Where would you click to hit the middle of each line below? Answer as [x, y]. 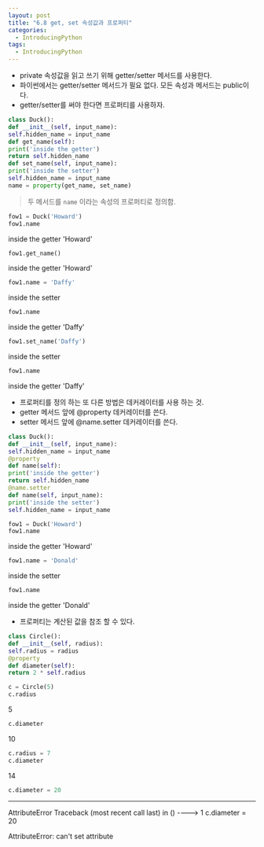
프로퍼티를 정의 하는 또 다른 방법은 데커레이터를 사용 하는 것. [112, 402]
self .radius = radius [44, 651]
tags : [17, 45]
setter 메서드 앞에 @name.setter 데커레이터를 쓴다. [99, 422]
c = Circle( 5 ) [31, 687]
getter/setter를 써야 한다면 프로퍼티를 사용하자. [92, 105]
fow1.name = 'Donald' [44, 561]
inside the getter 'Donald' [49, 605]
